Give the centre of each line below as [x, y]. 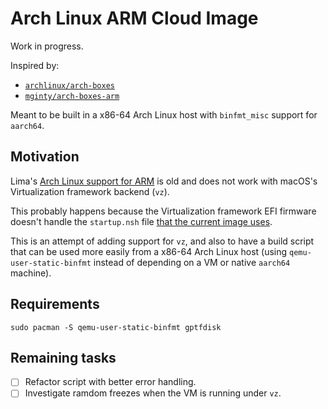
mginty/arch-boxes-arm [72, 96]
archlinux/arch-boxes [69, 85]
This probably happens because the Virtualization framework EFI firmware [163, 211]
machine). [31, 273]
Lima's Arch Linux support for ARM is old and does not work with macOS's [164, 181]
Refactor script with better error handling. [110, 382]
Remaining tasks [63, 357]
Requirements [55, 304]
